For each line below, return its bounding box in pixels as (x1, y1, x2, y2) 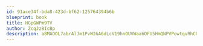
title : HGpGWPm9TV (6, 20, 53, 26)
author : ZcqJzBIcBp (6, 25, 56, 32)
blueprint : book (6, 14, 47, 20)
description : (6, 31, 39, 37)
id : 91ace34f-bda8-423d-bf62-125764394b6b (6, 8, 115, 15)
